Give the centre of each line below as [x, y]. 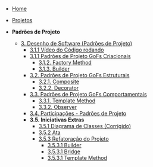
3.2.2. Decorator [59, 88]
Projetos [22, 20]
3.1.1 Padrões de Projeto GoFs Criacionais [80, 56]
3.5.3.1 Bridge [64, 151]
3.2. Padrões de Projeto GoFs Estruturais [79, 75]
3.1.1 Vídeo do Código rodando [67, 50]
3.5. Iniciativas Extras [57, 120]
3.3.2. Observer [58, 107]
